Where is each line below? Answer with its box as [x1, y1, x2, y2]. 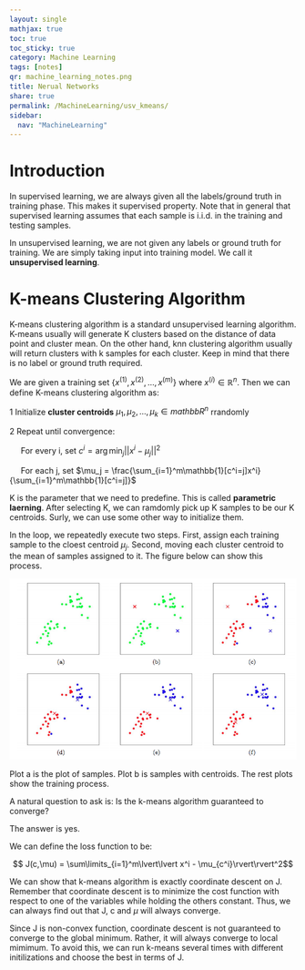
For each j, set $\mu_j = [20, 465, 110, 475]
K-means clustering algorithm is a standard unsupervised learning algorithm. [9, 319, 297, 330]
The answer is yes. [9, 823, 80, 834]
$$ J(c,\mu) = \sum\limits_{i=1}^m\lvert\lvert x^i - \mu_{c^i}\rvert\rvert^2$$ [12, 859, 294, 870]
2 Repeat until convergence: [9, 426, 116, 437]
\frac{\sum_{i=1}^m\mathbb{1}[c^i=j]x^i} [111, 465, 261, 475]
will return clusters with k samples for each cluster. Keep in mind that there [9, 348, 290, 359]
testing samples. [9, 220, 71, 231]
